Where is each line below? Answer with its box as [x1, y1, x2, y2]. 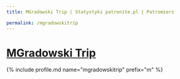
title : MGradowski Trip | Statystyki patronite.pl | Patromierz [6, 9, 174, 15]
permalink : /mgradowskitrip [6, 19, 79, 26]
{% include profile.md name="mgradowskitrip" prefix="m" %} [6, 66, 163, 74]
